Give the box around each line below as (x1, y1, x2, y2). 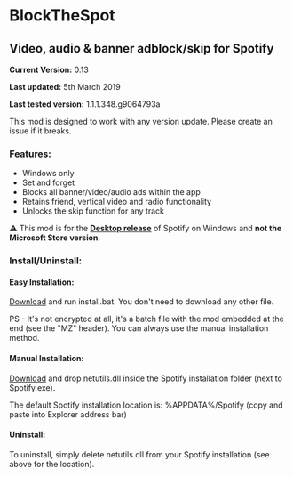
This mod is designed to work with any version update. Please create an (9, 117, 273, 126)
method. (9, 333, 40, 344)
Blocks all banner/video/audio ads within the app (21, 187, 202, 198)
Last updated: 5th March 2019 (9, 82, 122, 92)
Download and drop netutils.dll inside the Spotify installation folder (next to (9, 373, 282, 384)
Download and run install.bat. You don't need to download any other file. (9, 296, 274, 307)
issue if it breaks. (9, 125, 72, 136)
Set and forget (21, 177, 75, 188)
